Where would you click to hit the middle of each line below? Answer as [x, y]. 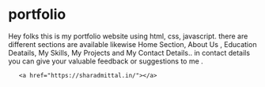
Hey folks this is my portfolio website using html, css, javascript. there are [128, 36]
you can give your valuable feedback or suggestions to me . [106, 61]
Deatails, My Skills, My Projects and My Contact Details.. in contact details [129, 53]
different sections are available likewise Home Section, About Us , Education [132, 44]
